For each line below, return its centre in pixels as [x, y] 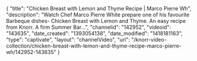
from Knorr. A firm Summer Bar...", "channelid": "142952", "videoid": [88, 27]
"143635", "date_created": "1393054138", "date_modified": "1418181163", [94, 33]
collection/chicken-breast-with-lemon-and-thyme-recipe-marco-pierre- [94, 46]
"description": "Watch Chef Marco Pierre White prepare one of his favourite [98, 15]
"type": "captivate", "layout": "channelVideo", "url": [68, 40]
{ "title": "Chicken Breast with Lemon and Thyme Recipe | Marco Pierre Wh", [99, 9]
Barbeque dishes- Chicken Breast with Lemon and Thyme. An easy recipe [96, 21]
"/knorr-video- [149, 40]
